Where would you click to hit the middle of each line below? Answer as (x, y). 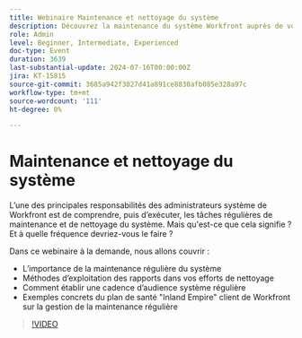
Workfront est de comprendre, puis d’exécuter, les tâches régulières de (141, 215)
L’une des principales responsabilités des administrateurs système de (138, 205)
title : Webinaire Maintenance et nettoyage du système (114, 17)
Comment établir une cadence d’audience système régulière (134, 288)
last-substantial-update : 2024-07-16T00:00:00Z (100, 68)
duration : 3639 (38, 59)
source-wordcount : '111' (56, 101)
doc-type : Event (40, 51)
